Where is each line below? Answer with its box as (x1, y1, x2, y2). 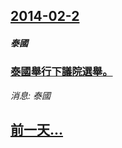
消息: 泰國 (10, 89, 51, 101)
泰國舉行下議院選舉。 (10, 65, 113, 79)
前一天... (10, 122, 64, 139)
